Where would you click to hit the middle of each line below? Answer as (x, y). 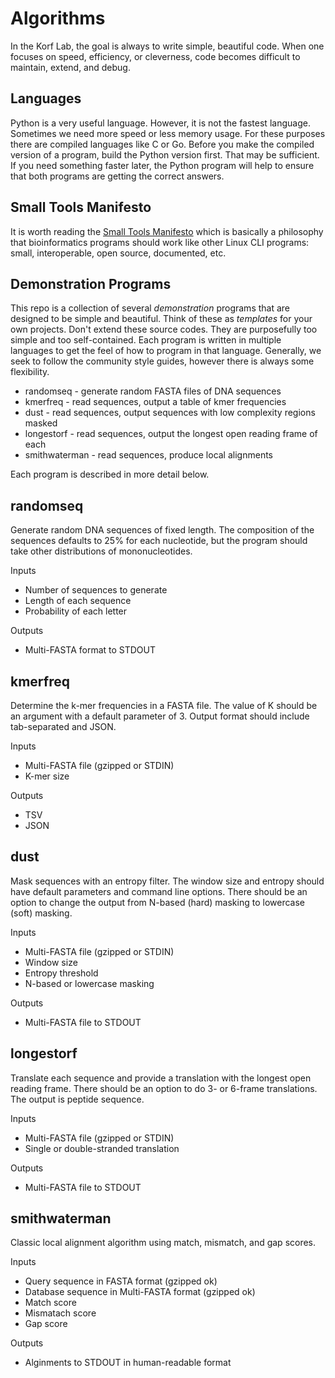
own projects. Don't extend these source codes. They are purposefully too (164, 329)
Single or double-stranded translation (102, 1148)
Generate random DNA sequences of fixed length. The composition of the (162, 530)
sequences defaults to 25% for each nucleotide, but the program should (159, 541)
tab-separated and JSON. (63, 726)
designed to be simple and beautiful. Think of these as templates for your (161, 319)
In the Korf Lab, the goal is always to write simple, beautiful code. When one (167, 46)
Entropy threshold (61, 973)
